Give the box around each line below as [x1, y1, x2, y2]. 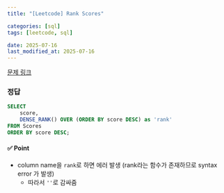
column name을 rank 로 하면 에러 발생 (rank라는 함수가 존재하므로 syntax [17, 161, 218, 169]
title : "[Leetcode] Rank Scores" [7, 10, 104, 17]
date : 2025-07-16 [7, 42, 58, 49]
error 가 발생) [17, 169, 54, 178]
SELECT [7, 103, 26, 110]
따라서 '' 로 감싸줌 [27, 178, 77, 186]
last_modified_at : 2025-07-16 [7, 48, 95, 56]
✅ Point [7, 144, 30, 153]
